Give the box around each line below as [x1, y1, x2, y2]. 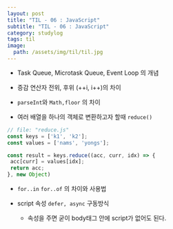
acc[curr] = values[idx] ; [10, 158, 85, 165]
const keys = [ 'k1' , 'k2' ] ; [7, 133, 88, 140]
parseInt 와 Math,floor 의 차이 [17, 98, 101, 106]
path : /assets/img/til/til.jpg [13, 49, 103, 56]
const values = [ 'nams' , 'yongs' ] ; [7, 139, 110, 146]
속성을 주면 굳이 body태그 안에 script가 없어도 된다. [27, 214, 167, 222]
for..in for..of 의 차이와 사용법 [17, 185, 107, 192]
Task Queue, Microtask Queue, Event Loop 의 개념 [17, 68, 159, 77]
